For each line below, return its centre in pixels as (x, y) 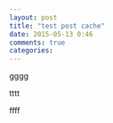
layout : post (33, 17)
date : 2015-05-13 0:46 (51, 34)
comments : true (37, 42)
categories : (31, 51)
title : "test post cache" (57, 26)
